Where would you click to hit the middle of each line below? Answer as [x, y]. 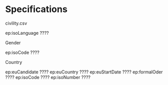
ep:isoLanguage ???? [27, 33]
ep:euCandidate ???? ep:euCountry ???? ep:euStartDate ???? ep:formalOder [84, 72]
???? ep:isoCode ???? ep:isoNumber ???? [48, 77]
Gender [13, 42]
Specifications [36, 9]
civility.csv [16, 23]
